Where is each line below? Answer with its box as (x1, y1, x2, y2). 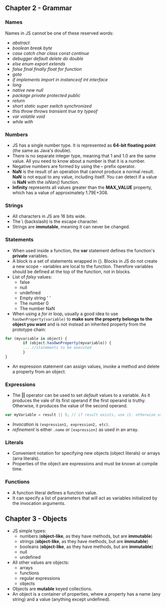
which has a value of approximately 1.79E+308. (12, 189, 109, 195)
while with (12, 118, 34, 124)
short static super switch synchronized (12, 103, 92, 109)
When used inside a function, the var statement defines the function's (12, 247, 155, 253)
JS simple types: (12, 528, 46, 534)
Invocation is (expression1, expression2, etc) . (12, 421, 110, 428)
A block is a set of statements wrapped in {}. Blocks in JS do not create (12, 258, 158, 264)
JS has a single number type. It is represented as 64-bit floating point (12, 142, 156, 148)
